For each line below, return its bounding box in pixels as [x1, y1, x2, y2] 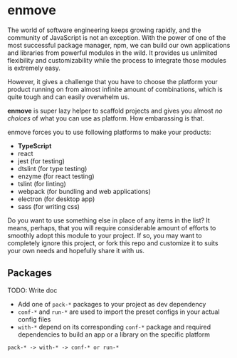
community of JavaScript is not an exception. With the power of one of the [7, 33, 226, 41]
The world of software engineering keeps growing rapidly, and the [7, 26, 201, 34]
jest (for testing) [17, 156, 65, 165]
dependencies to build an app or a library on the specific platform [17, 330, 211, 339]
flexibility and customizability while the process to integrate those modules [7, 56, 226, 64]
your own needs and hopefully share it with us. [7, 246, 144, 255]
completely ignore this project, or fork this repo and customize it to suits [7, 238, 218, 247]
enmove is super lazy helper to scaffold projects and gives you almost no [7, 106, 223, 115]
